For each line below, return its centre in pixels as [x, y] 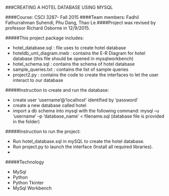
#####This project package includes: [45, 38]
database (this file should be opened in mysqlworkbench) [73, 59]
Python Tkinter [28, 183]
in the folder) [26, 121]
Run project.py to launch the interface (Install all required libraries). [83, 147]
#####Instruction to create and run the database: [57, 90]
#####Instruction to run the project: [43, 131]
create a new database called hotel [49, 105]
